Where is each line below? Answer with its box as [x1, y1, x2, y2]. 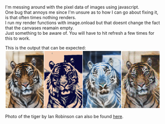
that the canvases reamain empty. [5, 25, 74, 31]
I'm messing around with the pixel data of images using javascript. [5, 4, 139, 10]
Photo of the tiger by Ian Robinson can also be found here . [5, 114, 124, 120]
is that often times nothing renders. [5, 15, 76, 20]
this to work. [5, 35, 31, 41]
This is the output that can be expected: [5, 45, 86, 50]
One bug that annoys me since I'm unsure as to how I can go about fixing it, [5, 9, 159, 15]
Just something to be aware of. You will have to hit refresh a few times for [5, 30, 155, 36]
